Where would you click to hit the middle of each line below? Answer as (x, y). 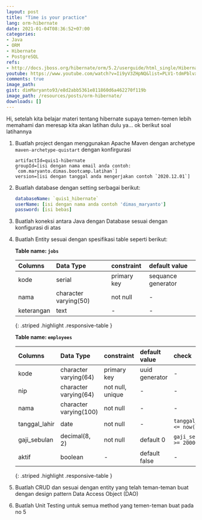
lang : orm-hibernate (32, 23)
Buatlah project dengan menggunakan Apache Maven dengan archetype (105, 143)
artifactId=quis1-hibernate (50, 160)
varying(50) (73, 301)
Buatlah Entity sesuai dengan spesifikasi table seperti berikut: (91, 239)
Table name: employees (43, 337)
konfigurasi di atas (38, 228)
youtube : (17, 74)
